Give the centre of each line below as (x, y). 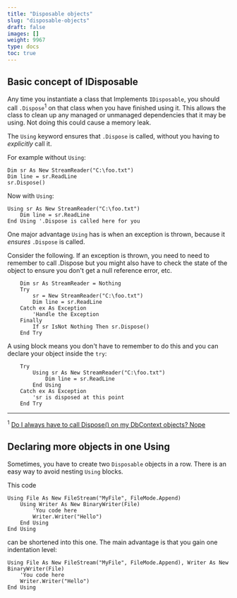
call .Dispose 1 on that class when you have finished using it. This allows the (117, 107)
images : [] (23, 34)
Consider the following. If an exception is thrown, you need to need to (109, 256)
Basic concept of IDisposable (73, 82)
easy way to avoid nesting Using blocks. (65, 471)
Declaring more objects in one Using (89, 447)
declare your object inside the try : (57, 353)
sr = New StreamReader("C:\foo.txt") (88, 296)
